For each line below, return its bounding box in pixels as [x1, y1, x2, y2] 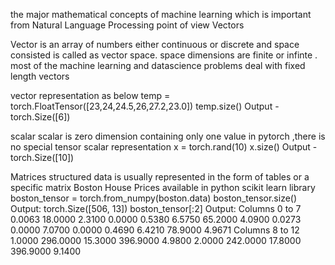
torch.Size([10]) [10, 152, 75, 163]
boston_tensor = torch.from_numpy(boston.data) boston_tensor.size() [10, 192, 298, 204]
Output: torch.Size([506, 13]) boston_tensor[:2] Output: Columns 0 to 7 [10, 203, 302, 214]
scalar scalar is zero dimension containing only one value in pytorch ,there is [10, 130, 326, 142]
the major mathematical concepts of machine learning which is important [10, 9, 312, 20]
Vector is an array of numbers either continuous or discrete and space [10, 39, 300, 50]
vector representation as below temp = [10, 90, 171, 101]
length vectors [10, 70, 70, 82]
